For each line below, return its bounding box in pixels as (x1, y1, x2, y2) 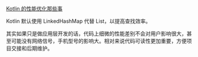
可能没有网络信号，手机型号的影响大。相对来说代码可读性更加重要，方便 (11, 38, 187, 44)
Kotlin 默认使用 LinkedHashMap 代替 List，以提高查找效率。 (6, 18, 151, 25)
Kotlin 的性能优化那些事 (6, 5, 63, 12)
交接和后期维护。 (11, 45, 53, 52)
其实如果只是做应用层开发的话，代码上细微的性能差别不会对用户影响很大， (6, 30, 187, 37)
